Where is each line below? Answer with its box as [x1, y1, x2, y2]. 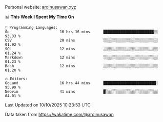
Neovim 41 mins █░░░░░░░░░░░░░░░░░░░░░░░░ [5, 89, 159, 94]
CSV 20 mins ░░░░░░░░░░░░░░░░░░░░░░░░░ [5, 38, 159, 43]
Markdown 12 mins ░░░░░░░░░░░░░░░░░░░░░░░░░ [5, 55, 159, 60]
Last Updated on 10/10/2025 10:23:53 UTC [5, 102, 91, 108]
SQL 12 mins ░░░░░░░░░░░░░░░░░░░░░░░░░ [5, 46, 159, 51]
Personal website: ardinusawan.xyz [5, 4, 77, 10]
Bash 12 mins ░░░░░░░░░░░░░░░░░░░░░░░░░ [5, 63, 159, 68]
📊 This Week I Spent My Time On [5, 14, 74, 20]
